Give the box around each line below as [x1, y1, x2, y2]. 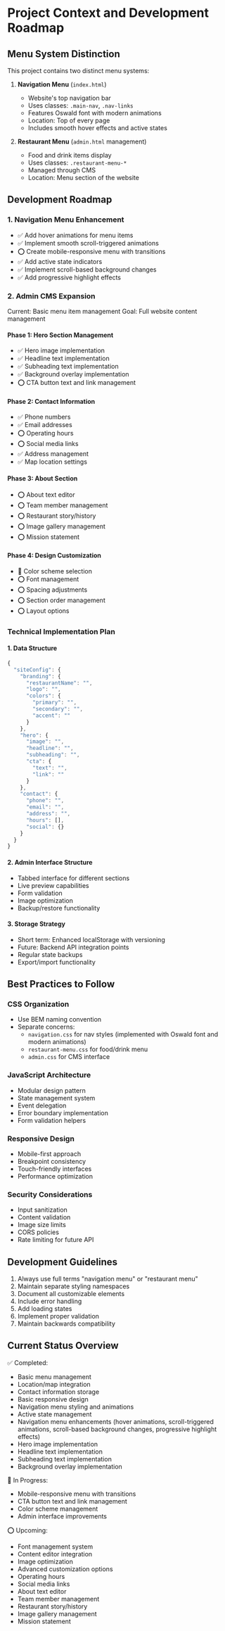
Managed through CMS [27, 166, 96, 174]
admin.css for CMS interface [27, 1053, 110, 1061]
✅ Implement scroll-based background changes [17, 265, 157, 274]
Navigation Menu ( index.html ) [17, 80, 107, 89]
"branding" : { [20, 673, 61, 680]
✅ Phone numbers [17, 413, 71, 421]
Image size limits [17, 1221, 67, 1229]
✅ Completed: [7, 1358, 49, 1366]
